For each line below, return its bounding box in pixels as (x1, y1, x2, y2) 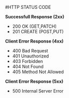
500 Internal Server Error (12, 88, 64, 94)
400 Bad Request (12, 48, 48, 53)
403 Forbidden (12, 58, 43, 64)
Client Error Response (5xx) (5, 79, 64, 84)
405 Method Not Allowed (12, 69, 64, 75)
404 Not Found (12, 64, 44, 69)
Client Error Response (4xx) (5, 38, 64, 44)
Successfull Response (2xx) (5, 14, 65, 19)
